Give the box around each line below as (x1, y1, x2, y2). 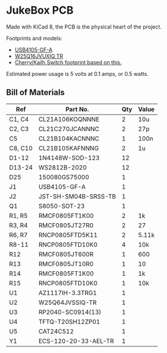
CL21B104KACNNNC (38, 134, 99, 142)
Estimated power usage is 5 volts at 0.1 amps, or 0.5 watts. (6, 70, 149, 77)
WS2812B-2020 (38, 163, 87, 171)
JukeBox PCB (6, 4, 74, 17)
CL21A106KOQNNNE (38, 115, 99, 123)
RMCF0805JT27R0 (38, 221, 94, 229)
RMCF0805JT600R (38, 250, 94, 258)
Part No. (65, 105, 89, 113)
